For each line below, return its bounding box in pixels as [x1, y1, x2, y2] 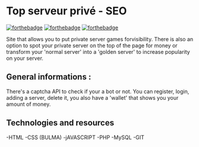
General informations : [6, 72, 91, 82]
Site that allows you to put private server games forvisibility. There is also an [6, 35, 194, 42]
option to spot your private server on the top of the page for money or [6, 42, 178, 49]
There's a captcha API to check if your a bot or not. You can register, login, [6, 88, 189, 95]
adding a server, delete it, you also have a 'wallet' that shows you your [6, 94, 179, 101]
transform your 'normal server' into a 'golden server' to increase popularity [6, 48, 191, 55]
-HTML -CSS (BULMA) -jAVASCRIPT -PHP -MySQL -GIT [6, 133, 145, 141]
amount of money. [6, 100, 51, 108]
